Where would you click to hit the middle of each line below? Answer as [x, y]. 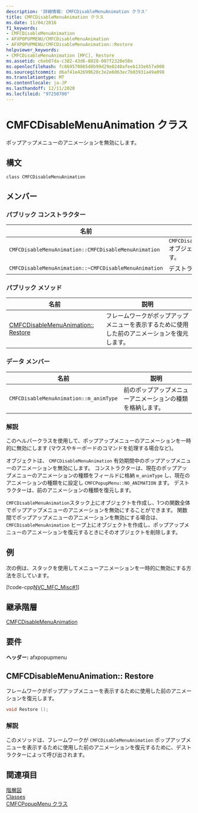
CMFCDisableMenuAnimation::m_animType [63, 398]
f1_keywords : [22, 28]
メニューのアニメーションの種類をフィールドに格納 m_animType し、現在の [100, 475]
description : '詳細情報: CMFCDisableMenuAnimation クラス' [77, 12]
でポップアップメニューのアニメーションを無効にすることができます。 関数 [97, 510]
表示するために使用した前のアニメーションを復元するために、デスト [109, 747]
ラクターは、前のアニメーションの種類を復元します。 [70, 490]
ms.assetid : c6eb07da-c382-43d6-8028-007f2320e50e [70, 61]
